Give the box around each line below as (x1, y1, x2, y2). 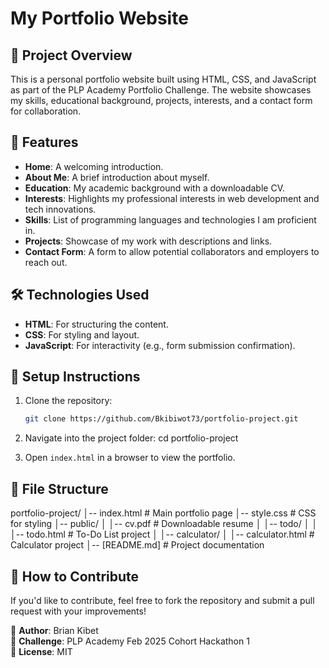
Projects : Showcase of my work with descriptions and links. (24, 235, 273, 247)
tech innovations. (24, 203, 97, 215)
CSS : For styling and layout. (24, 328, 140, 341)
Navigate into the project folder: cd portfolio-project (24, 432, 239, 444)
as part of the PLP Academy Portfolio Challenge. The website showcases (10, 84, 312, 96)
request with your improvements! (10, 605, 147, 617)
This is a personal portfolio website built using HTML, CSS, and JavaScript (10, 73, 317, 85)
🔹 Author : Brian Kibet (10, 624, 99, 636)
